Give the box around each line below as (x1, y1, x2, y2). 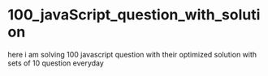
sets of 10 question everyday (7, 58, 105, 68)
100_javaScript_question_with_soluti (7, 6, 261, 24)
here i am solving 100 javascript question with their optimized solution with (7, 49, 257, 59)
